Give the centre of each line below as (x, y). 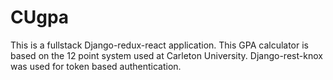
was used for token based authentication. (96, 66)
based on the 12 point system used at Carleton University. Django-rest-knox (166, 55)
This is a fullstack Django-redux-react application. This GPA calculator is (160, 45)
